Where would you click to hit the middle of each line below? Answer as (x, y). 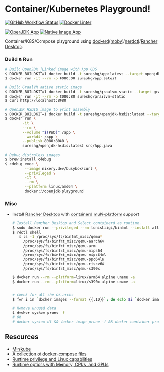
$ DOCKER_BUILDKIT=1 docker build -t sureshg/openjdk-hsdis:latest (75, 114)
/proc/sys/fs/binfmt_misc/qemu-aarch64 (64, 241)
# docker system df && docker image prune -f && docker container (81, 322)
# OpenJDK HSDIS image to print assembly (48, 110)
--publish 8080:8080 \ (46, 141)
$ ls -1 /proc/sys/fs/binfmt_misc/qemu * (61, 237)
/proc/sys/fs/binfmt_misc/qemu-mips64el (65, 255)
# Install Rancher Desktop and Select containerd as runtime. (77, 223)
